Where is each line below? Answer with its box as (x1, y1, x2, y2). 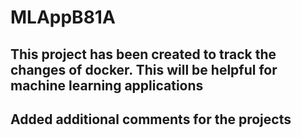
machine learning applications (10, 77, 204, 94)
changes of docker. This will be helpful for (10, 61, 278, 78)
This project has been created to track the (10, 46, 277, 63)
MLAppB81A (10, 6, 116, 29)
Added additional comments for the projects (10, 111, 292, 128)
